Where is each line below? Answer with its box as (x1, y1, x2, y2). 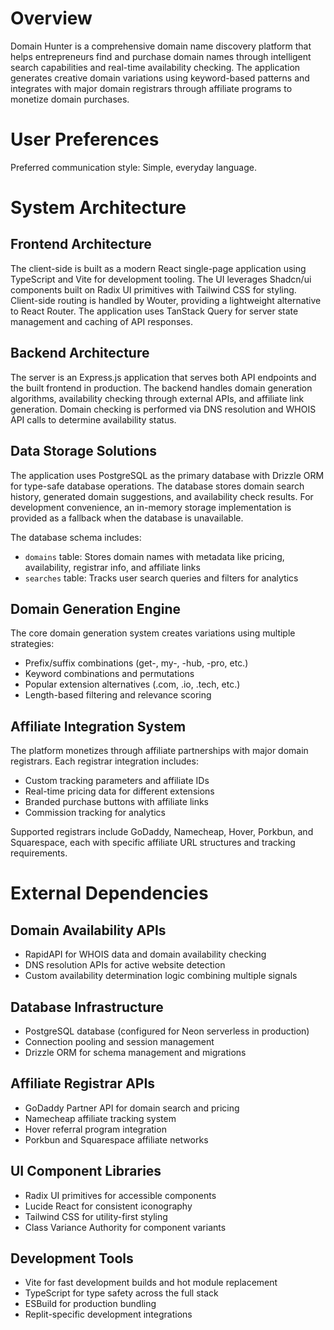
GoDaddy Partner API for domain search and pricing (24, 1102, 240, 1114)
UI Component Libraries (10, 1163, 162, 1180)
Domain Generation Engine (10, 600, 182, 617)
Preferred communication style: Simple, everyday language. (10, 161, 257, 173)
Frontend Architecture (10, 236, 152, 253)
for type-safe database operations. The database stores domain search (10, 480, 305, 492)
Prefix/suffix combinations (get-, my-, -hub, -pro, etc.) (24, 657, 249, 669)
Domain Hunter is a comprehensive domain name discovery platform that (10, 40, 312, 52)
